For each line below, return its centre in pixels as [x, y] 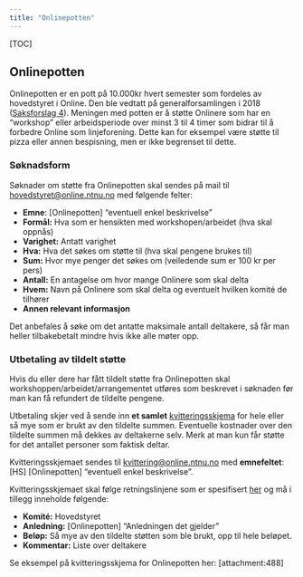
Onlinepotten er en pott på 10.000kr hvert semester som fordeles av [136, 94]
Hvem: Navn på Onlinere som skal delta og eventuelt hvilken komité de [155, 289]
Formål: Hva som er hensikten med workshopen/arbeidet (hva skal [147, 222]
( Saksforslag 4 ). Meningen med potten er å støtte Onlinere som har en [140, 113]
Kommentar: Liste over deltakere [85, 545]
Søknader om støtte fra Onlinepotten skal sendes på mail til [119, 185]
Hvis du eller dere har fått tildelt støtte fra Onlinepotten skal [120, 379]
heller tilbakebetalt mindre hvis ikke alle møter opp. [104, 335]
